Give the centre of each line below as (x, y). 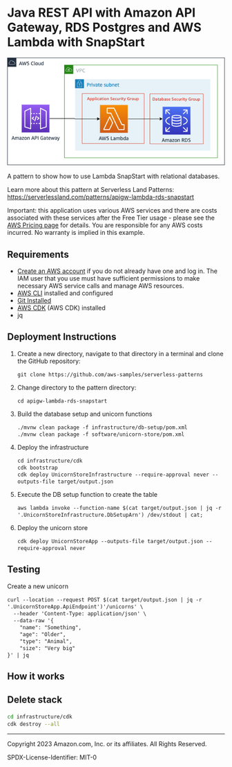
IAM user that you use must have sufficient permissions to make (108, 279)
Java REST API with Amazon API (101, 13)
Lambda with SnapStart (76, 42)
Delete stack (35, 700)
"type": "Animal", (46, 641)
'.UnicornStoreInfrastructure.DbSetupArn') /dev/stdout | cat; (110, 515)
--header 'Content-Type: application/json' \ (80, 614)
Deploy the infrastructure (53, 447)
